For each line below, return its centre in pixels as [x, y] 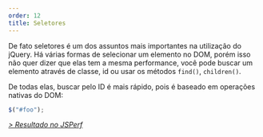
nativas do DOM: [36, 95]
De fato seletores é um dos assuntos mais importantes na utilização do [125, 45]
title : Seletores [37, 23]
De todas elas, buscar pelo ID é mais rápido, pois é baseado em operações [132, 86]
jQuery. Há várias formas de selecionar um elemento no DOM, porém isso [130, 54]
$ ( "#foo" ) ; [26, 110]
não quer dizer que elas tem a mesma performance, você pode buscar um [131, 63]
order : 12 [25, 16]
